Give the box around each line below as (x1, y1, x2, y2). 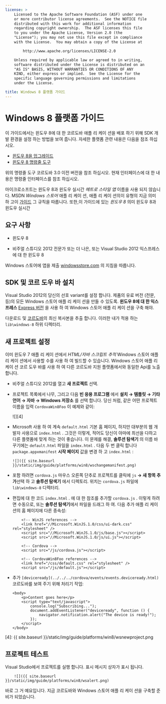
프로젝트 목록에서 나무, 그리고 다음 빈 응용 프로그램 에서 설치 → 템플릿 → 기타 (12, 391, 161, 397)
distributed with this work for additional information (14, 21, 132, 26)
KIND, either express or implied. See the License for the (14, 71, 140, 76)
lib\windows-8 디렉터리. (12, 485, 60, 491)
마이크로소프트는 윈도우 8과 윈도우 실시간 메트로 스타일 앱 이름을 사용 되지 (5, 186, 148, 192)
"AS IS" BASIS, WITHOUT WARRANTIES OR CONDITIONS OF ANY (14, 67, 134, 72)
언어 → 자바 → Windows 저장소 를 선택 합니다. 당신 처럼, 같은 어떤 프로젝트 (12, 398, 158, 404)
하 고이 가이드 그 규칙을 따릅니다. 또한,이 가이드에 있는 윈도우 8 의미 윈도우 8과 (5, 199, 157, 205)
